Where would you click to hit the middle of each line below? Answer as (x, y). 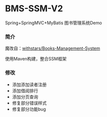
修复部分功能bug (29, 109)
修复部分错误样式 (29, 103)
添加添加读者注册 (29, 85)
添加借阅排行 (25, 90)
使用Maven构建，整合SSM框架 (36, 59)
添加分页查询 (25, 97)
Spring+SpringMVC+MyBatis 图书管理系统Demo (53, 23)
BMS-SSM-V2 (34, 9)
